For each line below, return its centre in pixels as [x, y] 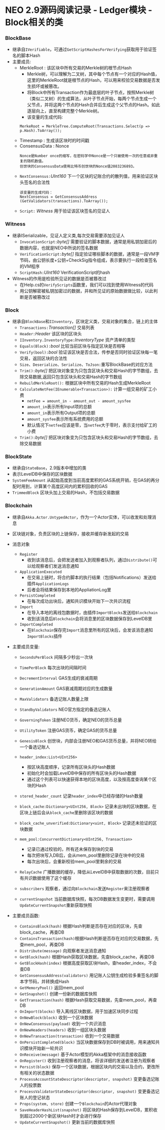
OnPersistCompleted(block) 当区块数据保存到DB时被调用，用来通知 [87, 1042]
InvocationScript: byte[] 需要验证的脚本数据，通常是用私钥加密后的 [88, 241]
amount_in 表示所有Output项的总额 [61, 413]
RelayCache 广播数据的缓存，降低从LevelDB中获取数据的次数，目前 [87, 872]
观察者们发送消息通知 [57, 566]
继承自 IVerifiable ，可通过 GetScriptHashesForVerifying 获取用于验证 [82, 49]
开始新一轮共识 [48, 1048]
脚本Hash [31, 56]
